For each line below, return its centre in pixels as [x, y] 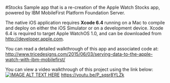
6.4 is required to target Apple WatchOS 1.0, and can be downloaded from [83, 33]
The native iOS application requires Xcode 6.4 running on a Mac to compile [85, 23]
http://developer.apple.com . [35, 39]
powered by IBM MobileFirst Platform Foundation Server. [65, 13]
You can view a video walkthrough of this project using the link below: [79, 69]
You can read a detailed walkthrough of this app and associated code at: [82, 49]
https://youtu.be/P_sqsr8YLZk [93, 75]
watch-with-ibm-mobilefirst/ [35, 60]
